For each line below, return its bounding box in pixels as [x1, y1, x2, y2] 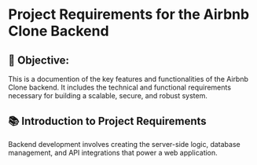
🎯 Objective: [8, 53, 69, 67]
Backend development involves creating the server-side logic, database [8, 139, 241, 148]
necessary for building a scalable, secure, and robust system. [8, 91, 208, 100]
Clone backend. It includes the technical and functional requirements [8, 82, 232, 92]
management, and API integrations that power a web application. [8, 148, 218, 157]
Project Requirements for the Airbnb [8, 5, 250, 24]
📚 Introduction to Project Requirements [8, 115, 207, 128]
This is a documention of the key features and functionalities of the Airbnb [8, 75, 249, 83]
